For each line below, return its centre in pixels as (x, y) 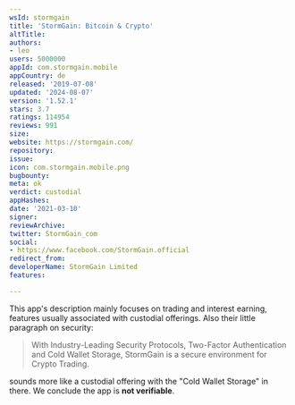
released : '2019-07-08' (54, 84)
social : (24, 242)
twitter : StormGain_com (54, 233)
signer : (24, 217)
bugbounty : (29, 175)
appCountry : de (38, 76)
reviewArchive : (38, 225)
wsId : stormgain (39, 17)
